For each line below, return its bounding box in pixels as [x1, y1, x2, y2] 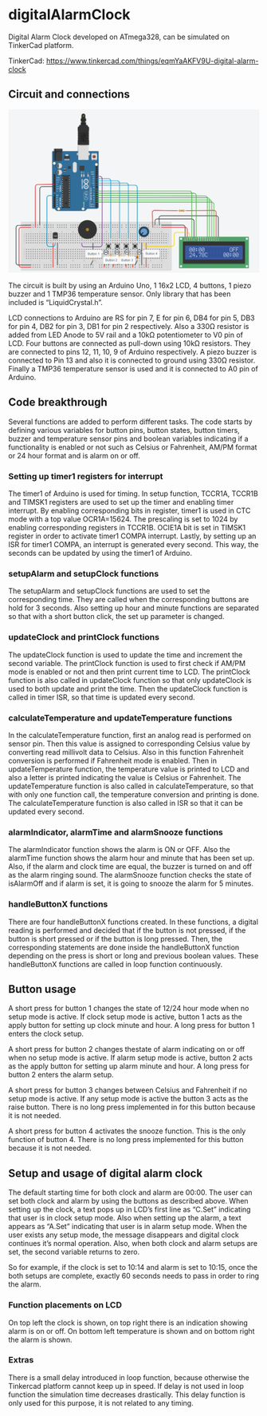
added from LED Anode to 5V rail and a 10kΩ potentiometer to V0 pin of [8, 330, 244, 340]
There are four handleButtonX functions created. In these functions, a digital [8, 917, 259, 926]
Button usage [8, 982, 77, 996]
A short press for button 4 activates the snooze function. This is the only [8, 1126, 246, 1136]
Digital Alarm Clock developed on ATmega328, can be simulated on [8, 32, 230, 42]
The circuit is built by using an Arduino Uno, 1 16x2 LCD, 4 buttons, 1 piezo [8, 281, 252, 291]
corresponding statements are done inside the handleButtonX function [8, 942, 240, 952]
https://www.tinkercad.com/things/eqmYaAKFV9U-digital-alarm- [46, 56, 259, 65]
